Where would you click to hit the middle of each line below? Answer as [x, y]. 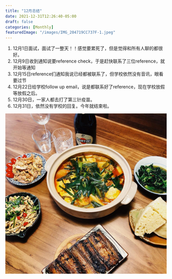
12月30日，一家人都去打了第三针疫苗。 [54, 99]
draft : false [19, 22]
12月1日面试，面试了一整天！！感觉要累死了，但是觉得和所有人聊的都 [85, 48]
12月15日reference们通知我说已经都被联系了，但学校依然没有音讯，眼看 [88, 74]
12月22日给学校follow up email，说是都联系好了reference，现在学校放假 [89, 87]
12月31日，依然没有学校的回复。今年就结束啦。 [62, 106]
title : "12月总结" [24, 11]
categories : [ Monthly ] [29, 27]
